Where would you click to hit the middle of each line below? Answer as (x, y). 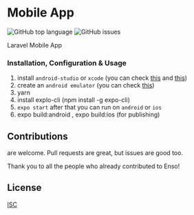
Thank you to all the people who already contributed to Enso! (94, 166)
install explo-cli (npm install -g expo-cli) (74, 100)
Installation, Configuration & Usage (67, 63)
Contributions (37, 136)
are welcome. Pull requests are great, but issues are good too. (95, 153)
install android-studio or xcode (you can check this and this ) (102, 78)
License (24, 188)
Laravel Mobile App (35, 45)
